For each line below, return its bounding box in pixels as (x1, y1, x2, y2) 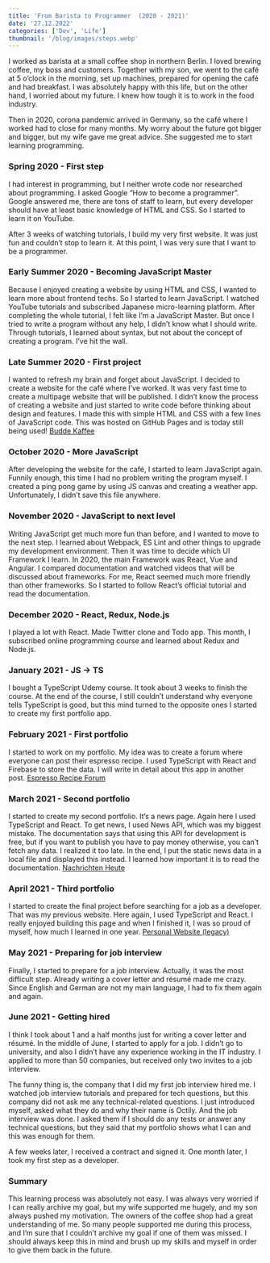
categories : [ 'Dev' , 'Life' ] (8, 27, 106, 35)
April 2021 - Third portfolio (8, 883, 114, 894)
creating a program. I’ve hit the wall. (8, 336, 128, 345)
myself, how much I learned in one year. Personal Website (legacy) (8, 927, 230, 937)
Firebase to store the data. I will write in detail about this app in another (8, 764, 244, 774)
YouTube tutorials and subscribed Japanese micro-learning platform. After (8, 302, 255, 312)
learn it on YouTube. (8, 213, 75, 223)
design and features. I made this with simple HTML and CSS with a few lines (8, 409, 261, 419)
